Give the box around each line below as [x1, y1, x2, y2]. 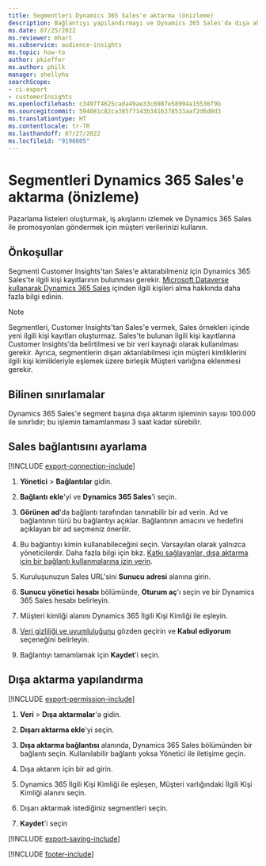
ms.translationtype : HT [8, 115, 87, 123]
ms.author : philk [8, 63, 66, 71]
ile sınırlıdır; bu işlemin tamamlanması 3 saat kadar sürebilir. [8, 417, 202, 427]
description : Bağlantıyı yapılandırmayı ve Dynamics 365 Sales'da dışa [8, 19, 249, 27]
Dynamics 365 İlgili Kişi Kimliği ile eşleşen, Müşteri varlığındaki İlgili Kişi [19, 779, 253, 789]
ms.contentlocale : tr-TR [8, 122, 90, 130]
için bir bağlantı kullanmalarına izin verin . [19, 556, 153, 565]
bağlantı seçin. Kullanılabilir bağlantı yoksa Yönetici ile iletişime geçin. [19, 749, 246, 758]
